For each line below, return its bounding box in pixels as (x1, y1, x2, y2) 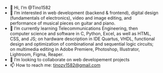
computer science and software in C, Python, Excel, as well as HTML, (9, 31, 152, 36)
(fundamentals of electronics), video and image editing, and (9, 15, 132, 21)
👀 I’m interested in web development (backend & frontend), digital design (9, 10, 159, 16)
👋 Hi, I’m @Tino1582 (9, 5, 51, 10)
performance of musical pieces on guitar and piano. (9, 20, 116, 26)
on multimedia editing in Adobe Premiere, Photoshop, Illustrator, (9, 47, 140, 52)
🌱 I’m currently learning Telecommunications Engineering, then (9, 25, 138, 31)
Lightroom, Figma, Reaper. (9, 51, 64, 57)
